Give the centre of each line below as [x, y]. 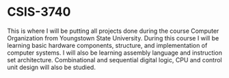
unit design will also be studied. [51, 67]
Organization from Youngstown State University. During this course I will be [113, 38]
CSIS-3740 [39, 12]
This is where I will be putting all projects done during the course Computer [113, 31]
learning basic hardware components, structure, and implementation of [107, 45]
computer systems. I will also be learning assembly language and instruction [114, 53]
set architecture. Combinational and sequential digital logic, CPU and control [114, 60]
